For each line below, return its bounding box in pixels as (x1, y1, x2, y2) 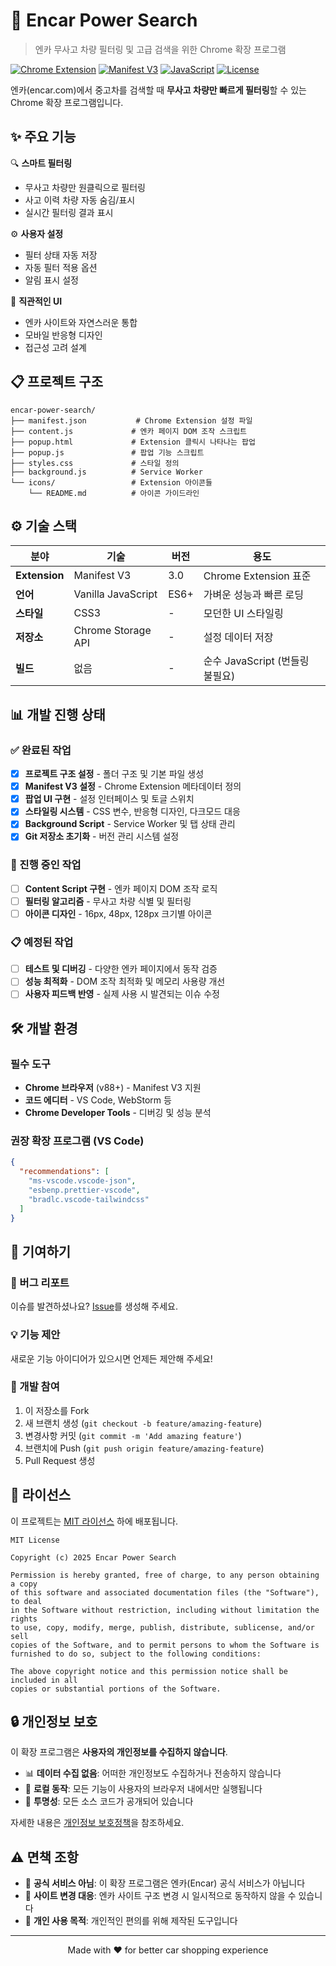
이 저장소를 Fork (24, 1404, 90, 1416)
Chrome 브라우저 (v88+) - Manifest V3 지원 (24, 1082, 202, 1094)
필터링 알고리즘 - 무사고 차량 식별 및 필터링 (24, 895, 192, 907)
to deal (10, 1596, 43, 1606)
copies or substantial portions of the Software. (10, 1684, 222, 1694)
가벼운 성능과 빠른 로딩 (203, 588, 304, 602)
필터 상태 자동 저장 (24, 249, 98, 261)
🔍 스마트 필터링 (10, 157, 73, 169)
